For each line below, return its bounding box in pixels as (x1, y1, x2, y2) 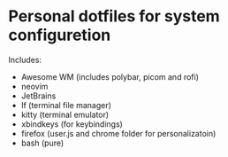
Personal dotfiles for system (8, 6, 220, 27)
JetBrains (20, 90, 57, 101)
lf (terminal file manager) (20, 99, 112, 110)
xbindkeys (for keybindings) (20, 118, 123, 130)
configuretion (8, 25, 111, 45)
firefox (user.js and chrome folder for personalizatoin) (20, 128, 217, 138)
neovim (20, 81, 49, 91)
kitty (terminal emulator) (20, 109, 110, 120)
